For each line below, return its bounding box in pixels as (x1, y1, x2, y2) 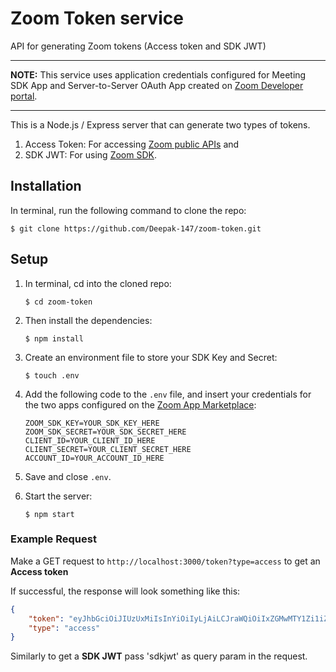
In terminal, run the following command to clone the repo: (10, 204, 247, 216)
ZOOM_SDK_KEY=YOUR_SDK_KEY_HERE (24, 418, 160, 428)
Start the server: (24, 490, 93, 502)
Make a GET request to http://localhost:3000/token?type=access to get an (10, 555, 321, 567)
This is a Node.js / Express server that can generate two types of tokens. (10, 118, 311, 131)
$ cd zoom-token (24, 297, 93, 307)
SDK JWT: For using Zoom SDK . (24, 148, 157, 161)
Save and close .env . (24, 470, 112, 482)
